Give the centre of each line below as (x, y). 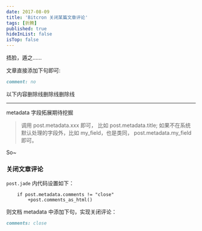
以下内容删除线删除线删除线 (41, 94)
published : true (26, 29)
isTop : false (23, 40)
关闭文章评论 (25, 169)
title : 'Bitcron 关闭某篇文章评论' (47, 17)
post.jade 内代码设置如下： (40, 183)
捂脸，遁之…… (24, 57)
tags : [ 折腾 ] (22, 23)
